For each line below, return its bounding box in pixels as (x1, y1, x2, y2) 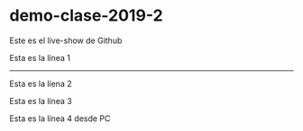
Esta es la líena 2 (9, 78, 72, 89)
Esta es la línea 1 (9, 52, 70, 63)
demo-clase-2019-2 (9, 5, 164, 26)
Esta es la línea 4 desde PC (9, 113, 111, 124)
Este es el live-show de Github (9, 35, 123, 46)
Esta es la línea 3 (9, 95, 72, 106)
